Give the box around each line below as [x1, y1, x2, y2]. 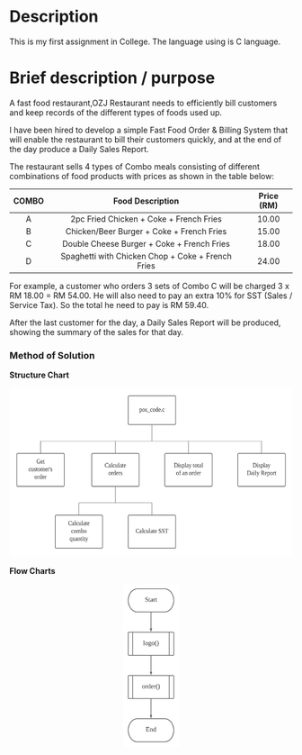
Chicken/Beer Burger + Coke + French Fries [65, 225, 227, 236]
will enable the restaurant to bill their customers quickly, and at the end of [9, 133, 281, 145]
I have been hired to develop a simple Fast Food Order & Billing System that [9, 124, 289, 135]
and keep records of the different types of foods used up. [9, 106, 223, 118]
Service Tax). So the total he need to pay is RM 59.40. [9, 299, 209, 310]
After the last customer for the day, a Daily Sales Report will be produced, [9, 317, 281, 328]
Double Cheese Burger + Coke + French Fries [62, 239, 231, 250]
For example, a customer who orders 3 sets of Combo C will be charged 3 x [9, 280, 290, 291]
